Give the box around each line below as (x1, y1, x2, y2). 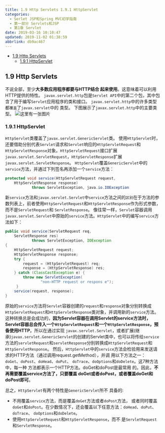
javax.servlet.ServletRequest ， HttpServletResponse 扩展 (5, 153, 123, 159)
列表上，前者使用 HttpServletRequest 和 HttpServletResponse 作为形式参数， (9, 201, 161, 207)
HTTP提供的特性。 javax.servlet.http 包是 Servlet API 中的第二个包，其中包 (5, 92, 160, 98)
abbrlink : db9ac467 (5, 39, 45, 44)
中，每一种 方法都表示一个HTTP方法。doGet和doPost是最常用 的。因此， (5, 364, 154, 370)
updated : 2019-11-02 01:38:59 (5, 35, 68, 40)
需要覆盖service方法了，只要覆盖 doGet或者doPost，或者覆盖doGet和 (9, 370, 153, 376)
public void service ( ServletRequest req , (5, 229, 92, 234)
